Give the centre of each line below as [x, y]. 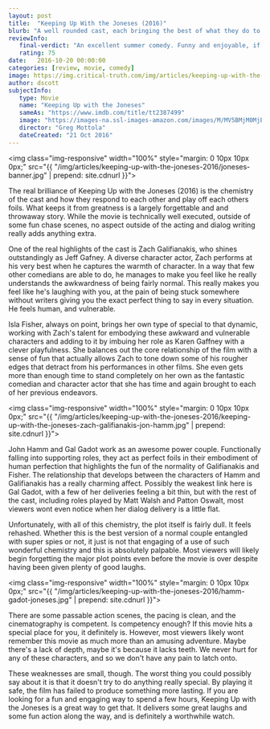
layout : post [30, 16]
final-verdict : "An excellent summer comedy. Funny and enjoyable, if [140, 46]
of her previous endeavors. [53, 392]
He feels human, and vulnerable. [62, 308]
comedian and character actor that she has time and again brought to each [132, 384]
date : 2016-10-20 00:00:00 [57, 61]
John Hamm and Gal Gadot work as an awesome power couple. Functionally [135, 449]
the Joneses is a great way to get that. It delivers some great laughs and [128, 707]
